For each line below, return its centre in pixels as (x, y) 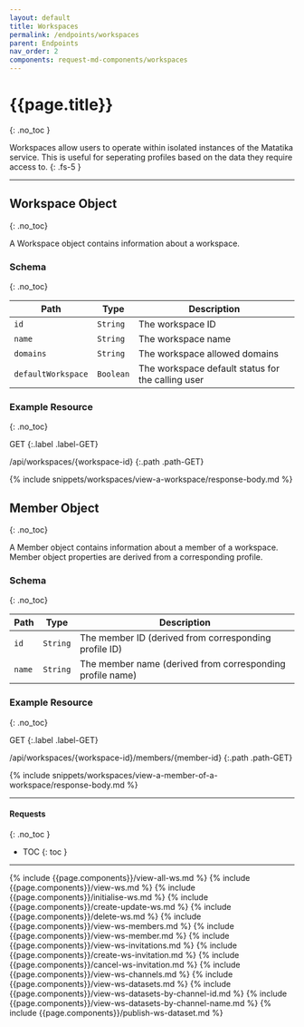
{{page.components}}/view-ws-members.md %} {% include (122, 925)
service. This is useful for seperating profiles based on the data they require (151, 157)
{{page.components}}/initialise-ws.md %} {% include (109, 897)
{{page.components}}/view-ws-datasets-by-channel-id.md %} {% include (148, 993)
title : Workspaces (44, 26)
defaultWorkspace (51, 374)
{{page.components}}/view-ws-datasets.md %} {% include (120, 983)
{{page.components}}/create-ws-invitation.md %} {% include (124, 954)
